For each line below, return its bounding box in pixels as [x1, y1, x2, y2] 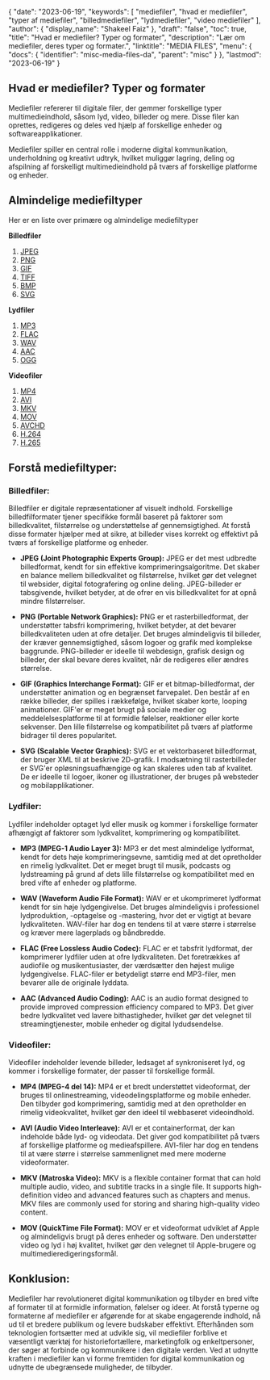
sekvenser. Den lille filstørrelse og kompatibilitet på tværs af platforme [19, 722, 253, 732]
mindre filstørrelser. [19, 597, 85, 606]
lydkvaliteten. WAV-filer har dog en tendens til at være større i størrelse [19, 919, 256, 929]
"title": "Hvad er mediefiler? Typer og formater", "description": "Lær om [8, 32, 246, 42]
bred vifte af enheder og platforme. [19, 878, 137, 887]
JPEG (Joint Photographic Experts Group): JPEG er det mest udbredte [19, 553, 257, 564]
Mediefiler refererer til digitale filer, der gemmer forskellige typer [8, 103, 222, 112]
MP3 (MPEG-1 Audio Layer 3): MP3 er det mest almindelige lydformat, [19, 843, 255, 853]
